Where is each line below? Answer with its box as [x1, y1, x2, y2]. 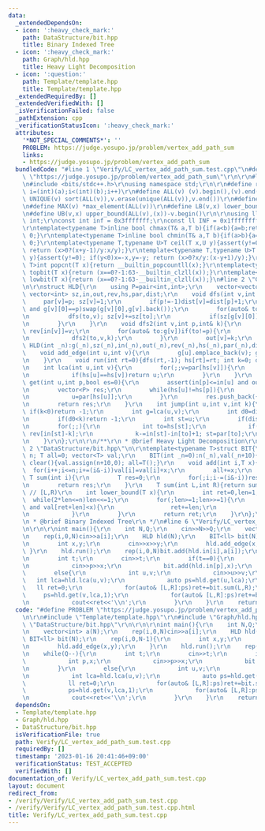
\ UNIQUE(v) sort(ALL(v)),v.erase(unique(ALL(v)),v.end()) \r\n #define [22, 195, 259, 203]
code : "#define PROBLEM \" [15, 605, 104, 614]
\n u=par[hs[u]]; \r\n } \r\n [22, 393, 178, 401]
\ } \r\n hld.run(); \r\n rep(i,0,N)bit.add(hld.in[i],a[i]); [22, 547, 245, 555]
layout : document [8, 782, 65, 790]
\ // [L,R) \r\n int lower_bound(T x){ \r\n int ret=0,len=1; [22, 488, 259, 496]
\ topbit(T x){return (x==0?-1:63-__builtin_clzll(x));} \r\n [22, 268, 227, 276]
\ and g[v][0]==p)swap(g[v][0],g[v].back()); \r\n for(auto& [22, 305, 248, 313]
